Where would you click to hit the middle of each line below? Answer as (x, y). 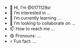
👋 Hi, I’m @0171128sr (30, 8)
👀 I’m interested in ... (30, 13)
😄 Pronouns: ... (25, 36)
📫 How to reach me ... (32, 29)
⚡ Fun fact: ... (23, 41)
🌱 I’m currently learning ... (35, 18)
